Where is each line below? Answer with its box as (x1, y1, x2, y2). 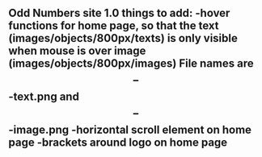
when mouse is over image (8, 44, 146, 58)
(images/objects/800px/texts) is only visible (8, 31, 239, 45)
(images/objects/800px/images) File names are (8, 56, 254, 71)
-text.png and (8, 90, 79, 104)
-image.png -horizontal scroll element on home (8, 123, 252, 137)
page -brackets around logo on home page (8, 136, 228, 150)
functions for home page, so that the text (8, 19, 219, 33)
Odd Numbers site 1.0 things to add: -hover (8, 6, 230, 20)
